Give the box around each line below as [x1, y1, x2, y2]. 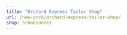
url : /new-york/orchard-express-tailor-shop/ [6, 14, 121, 20]
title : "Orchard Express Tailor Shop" [6, 8, 103, 15]
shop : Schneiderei [6, 20, 52, 26]
